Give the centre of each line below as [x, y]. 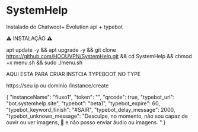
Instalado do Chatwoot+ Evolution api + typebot [65, 27]
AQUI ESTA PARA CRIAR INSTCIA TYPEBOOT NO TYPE [74, 74]
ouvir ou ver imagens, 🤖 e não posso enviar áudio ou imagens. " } [86, 122]
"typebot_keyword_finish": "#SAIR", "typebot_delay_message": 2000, [91, 109]
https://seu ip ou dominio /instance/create [58, 85]
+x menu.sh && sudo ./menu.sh [44, 62]
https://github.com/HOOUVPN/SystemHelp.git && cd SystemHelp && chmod [99, 56]
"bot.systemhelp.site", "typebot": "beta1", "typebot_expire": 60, [83, 103]
